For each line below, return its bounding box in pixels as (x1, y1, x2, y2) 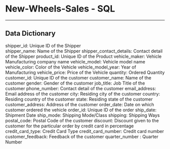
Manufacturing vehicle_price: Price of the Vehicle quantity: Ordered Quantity (5, 69, 165, 76)
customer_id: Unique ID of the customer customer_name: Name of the (5, 74, 152, 81)
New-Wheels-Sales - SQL (5, 3, 115, 15)
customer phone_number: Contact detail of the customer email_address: (5, 85, 156, 91)
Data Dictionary (5, 29, 56, 38)
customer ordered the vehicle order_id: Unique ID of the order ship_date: (5, 107, 157, 113)
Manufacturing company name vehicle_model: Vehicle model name (5, 58, 146, 64)
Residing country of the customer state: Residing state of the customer (5, 96, 153, 102)
